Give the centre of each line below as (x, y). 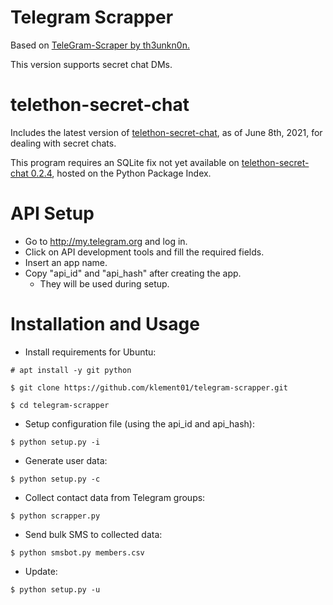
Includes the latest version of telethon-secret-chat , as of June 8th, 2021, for (166, 132)
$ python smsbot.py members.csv (77, 552)
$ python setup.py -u (55, 589)
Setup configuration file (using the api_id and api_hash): (139, 423)
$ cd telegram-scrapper (60, 405)
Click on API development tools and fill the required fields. (144, 252)
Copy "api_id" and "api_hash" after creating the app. (133, 273)
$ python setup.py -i (55, 442)
